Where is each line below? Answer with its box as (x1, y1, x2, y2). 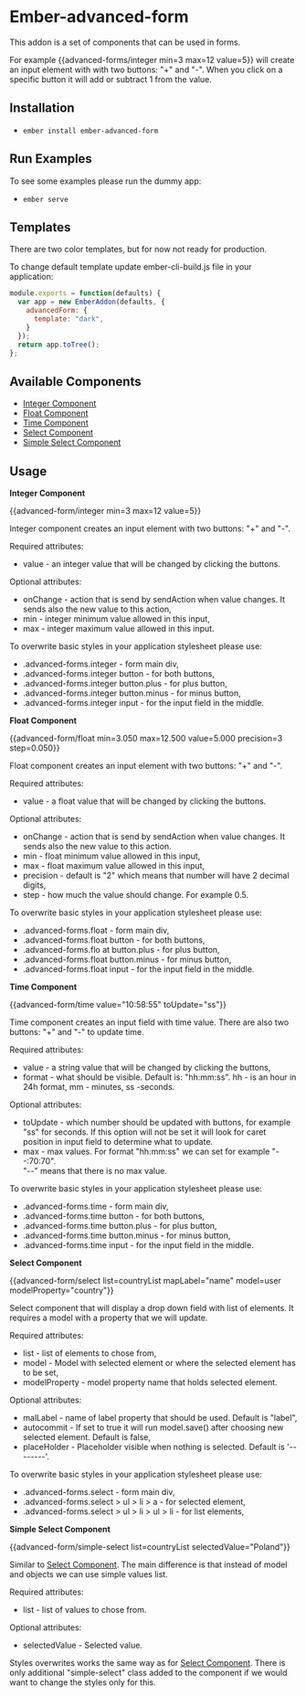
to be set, (22, 1367, 59, 1378)
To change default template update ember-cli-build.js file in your (9, 261, 253, 272)
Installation (9, 101, 75, 116)
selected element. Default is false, (22, 1432, 151, 1442)
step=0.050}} (9, 742, 60, 753)
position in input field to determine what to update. (22, 1137, 213, 1147)
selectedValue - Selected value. (22, 1639, 143, 1650)
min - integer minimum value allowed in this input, (22, 614, 210, 624)
